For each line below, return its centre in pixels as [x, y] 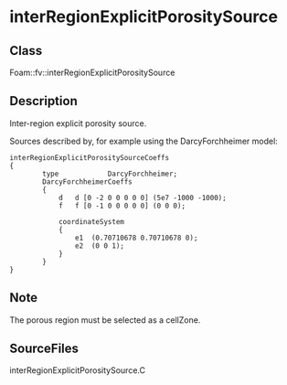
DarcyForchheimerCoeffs [87, 182]
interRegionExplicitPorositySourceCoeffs [90, 157]
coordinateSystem [91, 221]
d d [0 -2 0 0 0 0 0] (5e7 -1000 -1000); [142, 198]
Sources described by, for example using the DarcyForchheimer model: [144, 141]
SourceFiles [44, 349]
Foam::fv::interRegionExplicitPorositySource [92, 72]
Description [43, 101]
